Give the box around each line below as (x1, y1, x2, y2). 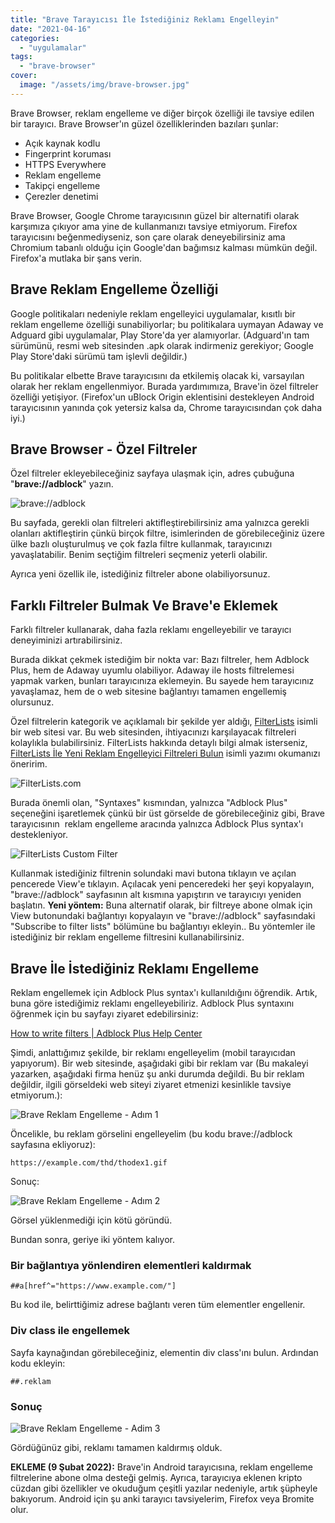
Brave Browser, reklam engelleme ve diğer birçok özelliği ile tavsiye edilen (10, 107, 315, 119)
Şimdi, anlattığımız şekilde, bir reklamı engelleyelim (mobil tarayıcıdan (10, 1047, 296, 1058)
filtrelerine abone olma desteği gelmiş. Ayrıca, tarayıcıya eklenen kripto (10, 1471, 303, 1483)
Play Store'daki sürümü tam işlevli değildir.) (10, 350, 188, 362)
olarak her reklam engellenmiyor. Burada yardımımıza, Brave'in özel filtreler (10, 380, 319, 392)
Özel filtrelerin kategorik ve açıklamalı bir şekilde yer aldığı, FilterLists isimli (10, 716, 318, 728)
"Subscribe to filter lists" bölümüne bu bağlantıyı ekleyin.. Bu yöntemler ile (10, 921, 316, 933)
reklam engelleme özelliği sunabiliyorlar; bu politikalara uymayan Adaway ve (10, 318, 324, 330)
